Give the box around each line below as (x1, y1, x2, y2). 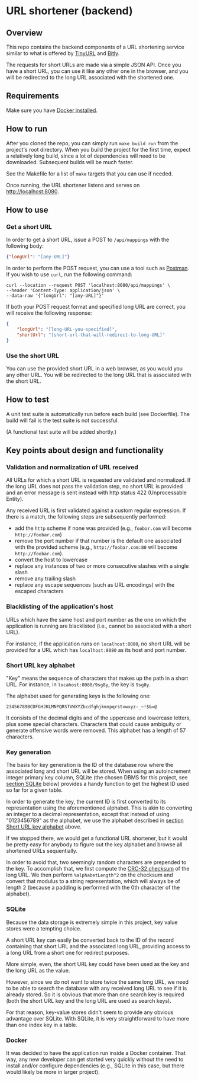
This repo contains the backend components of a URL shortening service (6, 43, 184, 50)
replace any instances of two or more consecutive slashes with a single (14, 562, 189, 570)
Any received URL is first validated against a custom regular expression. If (6, 507, 186, 514)
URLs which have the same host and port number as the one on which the (6, 616, 187, 623)
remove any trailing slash (14, 575, 76, 582)
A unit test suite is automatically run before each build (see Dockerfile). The (6, 410, 190, 417)
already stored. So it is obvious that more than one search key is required (6, 991, 184, 998)
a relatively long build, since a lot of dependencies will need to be (6, 152, 165, 159)
